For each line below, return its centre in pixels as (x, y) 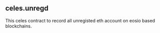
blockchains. (19, 26)
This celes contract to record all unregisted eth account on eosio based (80, 20)
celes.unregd (27, 8)
